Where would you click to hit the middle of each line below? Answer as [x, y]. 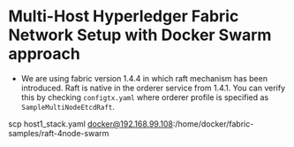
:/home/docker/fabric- [213, 124]
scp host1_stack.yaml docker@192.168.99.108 [91, 124]
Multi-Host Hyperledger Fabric [124, 16]
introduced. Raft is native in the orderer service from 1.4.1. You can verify [153, 88]
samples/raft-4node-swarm [59, 133]
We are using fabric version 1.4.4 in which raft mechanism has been [144, 78]
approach [44, 54]
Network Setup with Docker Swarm [140, 35]
